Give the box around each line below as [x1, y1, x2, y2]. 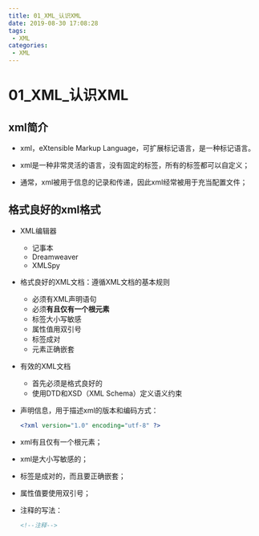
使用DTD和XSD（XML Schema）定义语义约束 [31, 388, 183, 398]
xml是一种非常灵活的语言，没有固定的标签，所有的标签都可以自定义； [19, 160, 250, 169]
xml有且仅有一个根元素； [19, 437, 103, 446]
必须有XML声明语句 [31, 294, 97, 303]
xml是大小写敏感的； [19, 454, 89, 464]
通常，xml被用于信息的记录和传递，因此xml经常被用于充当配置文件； [19, 177, 248, 187]
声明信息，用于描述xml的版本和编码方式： [19, 405, 159, 415]
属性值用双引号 [31, 324, 82, 334]
